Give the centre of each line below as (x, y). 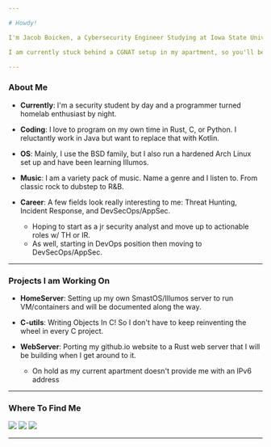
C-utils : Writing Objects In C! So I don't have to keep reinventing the (133, 322)
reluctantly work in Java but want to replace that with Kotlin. (120, 137)
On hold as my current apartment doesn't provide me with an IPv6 (142, 371)
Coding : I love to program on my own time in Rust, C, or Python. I (128, 129)
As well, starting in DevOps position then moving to (117, 243)
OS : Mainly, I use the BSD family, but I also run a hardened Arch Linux (135, 154)
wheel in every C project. (62, 331)
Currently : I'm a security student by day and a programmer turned (131, 105)
